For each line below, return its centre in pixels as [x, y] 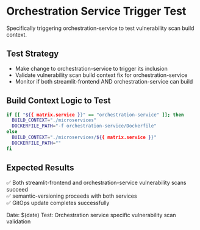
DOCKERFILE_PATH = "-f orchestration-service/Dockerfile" [84, 126]
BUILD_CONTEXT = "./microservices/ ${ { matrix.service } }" [84, 138]
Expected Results [40, 168]
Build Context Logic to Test [59, 101]
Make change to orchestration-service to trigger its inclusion [91, 68]
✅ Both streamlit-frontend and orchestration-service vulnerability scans [97, 182]
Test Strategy [33, 54]
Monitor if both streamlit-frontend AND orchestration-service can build [104, 81]
